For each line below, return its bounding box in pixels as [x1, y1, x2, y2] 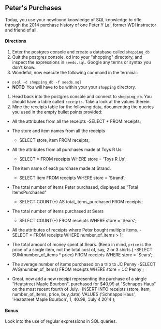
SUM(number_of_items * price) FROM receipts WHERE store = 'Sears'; [12, 252, 153, 258]
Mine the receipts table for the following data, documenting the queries [12, 104, 154, 110]
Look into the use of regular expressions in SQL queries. [5, 318, 117, 324]
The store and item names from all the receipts [12, 128, 105, 134]
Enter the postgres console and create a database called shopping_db [12, 49, 150, 55]
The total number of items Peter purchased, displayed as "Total [12, 184, 138, 190]
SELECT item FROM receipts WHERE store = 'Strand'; [19, 175, 126, 181]
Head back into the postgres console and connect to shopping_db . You [12, 94, 152, 99]
